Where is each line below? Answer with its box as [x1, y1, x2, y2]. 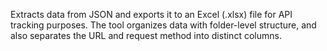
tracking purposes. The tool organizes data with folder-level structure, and [10, 19, 317, 31]
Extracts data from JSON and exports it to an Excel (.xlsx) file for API [10, 9, 293, 20]
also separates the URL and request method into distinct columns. [10, 30, 282, 41]
